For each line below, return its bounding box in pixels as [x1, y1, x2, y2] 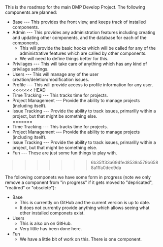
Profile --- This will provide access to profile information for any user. [12, 82, 153, 88]
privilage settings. [12, 66, 49, 72]
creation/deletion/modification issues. [12, 76, 90, 82]
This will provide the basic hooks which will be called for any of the [19, 45, 156, 51]
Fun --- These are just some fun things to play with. [12, 150, 117, 156]
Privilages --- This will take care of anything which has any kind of [12, 61, 147, 67]
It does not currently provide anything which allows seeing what [19, 205, 150, 211]
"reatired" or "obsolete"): [5, 185, 56, 190]
